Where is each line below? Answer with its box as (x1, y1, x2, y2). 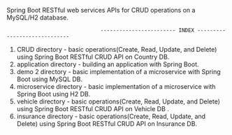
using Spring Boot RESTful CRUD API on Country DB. (16, 52, 170, 61)
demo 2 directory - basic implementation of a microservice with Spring (16, 68, 221, 76)
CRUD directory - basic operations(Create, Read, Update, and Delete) (16, 45, 217, 53)
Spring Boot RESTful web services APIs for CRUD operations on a (6, 6, 196, 14)
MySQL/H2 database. (6, 13, 69, 22)
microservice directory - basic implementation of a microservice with (16, 83, 216, 90)
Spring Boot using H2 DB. (16, 90, 91, 98)
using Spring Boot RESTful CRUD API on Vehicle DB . (16, 105, 169, 113)
